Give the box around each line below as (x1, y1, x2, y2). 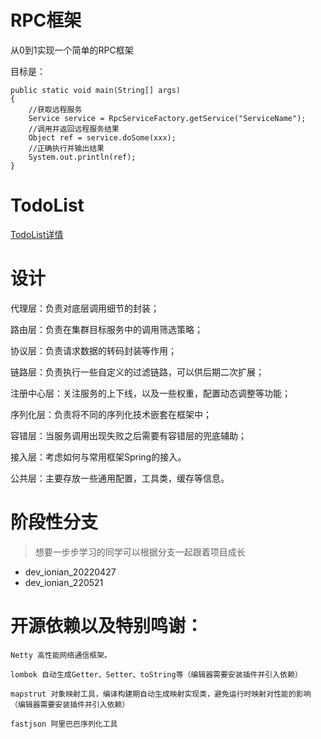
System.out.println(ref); (28, 152, 137, 162)
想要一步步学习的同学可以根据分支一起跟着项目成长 (34, 546, 246, 558)
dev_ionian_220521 (24, 576, 104, 588)
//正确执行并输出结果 (28, 143, 105, 153)
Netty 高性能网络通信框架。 (10, 650, 112, 660)
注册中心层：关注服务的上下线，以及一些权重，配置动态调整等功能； (10, 387, 291, 399)
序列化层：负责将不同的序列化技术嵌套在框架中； (10, 408, 212, 420)
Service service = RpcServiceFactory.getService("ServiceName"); (28, 113, 307, 123)
